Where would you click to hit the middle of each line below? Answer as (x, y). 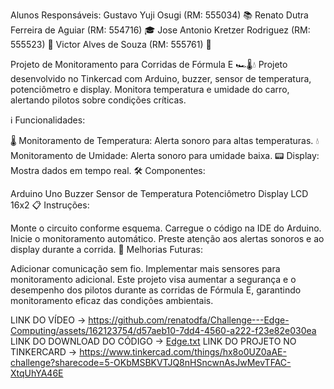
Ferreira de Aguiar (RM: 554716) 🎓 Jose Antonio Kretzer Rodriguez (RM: (160, 30)
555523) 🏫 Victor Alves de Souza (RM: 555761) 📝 (111, 44)
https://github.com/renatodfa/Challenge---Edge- (189, 320)
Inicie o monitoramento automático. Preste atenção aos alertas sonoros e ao (167, 238)
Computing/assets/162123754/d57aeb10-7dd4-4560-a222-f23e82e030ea (163, 330)
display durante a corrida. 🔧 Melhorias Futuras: (106, 249)
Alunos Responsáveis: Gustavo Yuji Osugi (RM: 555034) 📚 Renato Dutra (159, 15)
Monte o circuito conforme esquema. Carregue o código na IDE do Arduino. (166, 228)
